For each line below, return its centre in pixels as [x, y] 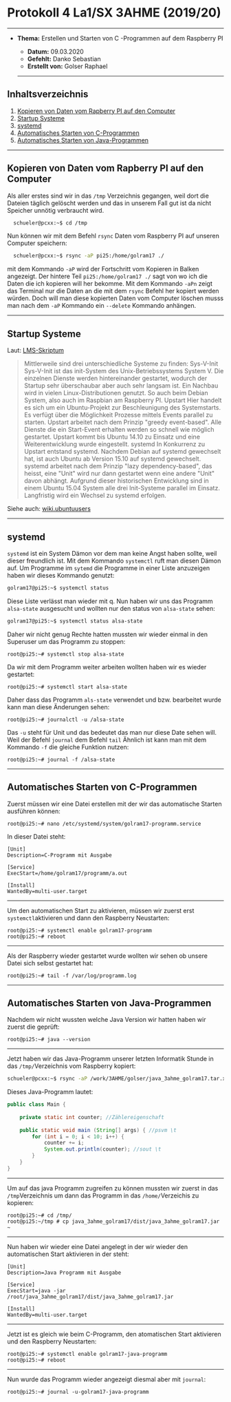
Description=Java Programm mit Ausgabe [64, 1273]
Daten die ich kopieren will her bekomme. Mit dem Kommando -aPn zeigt [110, 284]
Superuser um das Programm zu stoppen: [66, 641]
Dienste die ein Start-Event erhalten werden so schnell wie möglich [119, 430]
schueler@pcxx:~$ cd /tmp [51, 223]
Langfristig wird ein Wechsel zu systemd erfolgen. [95, 495]
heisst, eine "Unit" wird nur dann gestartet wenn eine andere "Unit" [119, 474]
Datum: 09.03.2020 [55, 51]
